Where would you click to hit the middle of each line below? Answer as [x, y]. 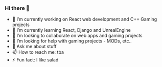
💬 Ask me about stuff [34, 47]
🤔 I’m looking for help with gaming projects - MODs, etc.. [72, 41]
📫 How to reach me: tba [38, 52]
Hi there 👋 [17, 8]
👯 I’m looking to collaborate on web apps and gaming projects [77, 36]
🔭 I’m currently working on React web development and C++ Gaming [85, 19]
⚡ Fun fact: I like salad [35, 60]
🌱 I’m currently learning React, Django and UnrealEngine [71, 30]
